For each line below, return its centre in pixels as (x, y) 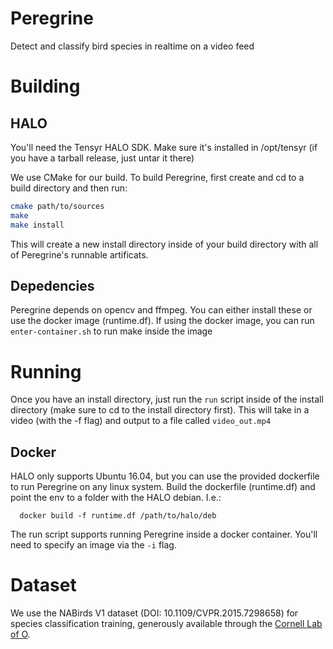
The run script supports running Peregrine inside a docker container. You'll (164, 534)
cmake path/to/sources (57, 206)
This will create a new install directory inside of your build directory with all (164, 244)
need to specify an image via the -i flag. (93, 545)
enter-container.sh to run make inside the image (111, 331)
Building (45, 86)
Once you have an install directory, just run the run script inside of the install (167, 399)
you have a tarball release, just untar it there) (102, 158)
